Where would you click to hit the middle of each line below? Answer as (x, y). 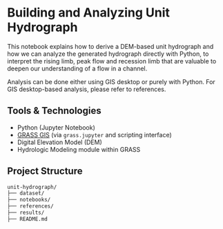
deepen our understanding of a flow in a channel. (77, 68)
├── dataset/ (26, 193)
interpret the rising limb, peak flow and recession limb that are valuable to (112, 61)
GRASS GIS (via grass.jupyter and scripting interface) (94, 135)
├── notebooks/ (29, 200)
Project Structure (45, 171)
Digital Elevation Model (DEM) (59, 142)
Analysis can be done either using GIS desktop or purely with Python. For (111, 81)
